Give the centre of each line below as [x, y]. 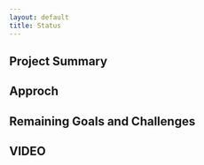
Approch [34, 91]
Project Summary [59, 61]
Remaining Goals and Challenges [102, 121]
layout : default [39, 17]
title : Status [35, 26]
